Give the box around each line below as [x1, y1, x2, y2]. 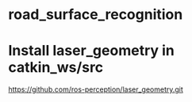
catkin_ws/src [8, 59, 104, 77]
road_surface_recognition [8, 6, 183, 24]
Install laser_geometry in [8, 42, 175, 60]
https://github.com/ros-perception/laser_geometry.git [8, 85, 184, 94]
